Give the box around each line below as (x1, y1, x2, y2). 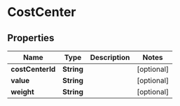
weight (11, 87, 35, 96)
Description (90, 53, 130, 62)
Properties (7, 32, 55, 44)
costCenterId (11, 64, 56, 74)
